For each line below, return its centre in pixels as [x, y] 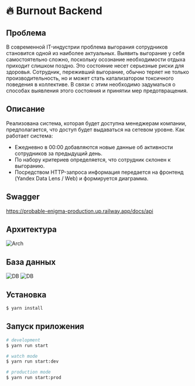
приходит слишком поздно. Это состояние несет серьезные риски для [95, 66]
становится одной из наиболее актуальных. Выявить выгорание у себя [95, 53]
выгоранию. [30, 166]
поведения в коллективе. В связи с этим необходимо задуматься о [91, 84]
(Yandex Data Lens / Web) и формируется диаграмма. [81, 178]
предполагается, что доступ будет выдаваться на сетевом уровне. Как [95, 129]
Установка [26, 295]
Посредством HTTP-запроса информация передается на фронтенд [99, 172]
